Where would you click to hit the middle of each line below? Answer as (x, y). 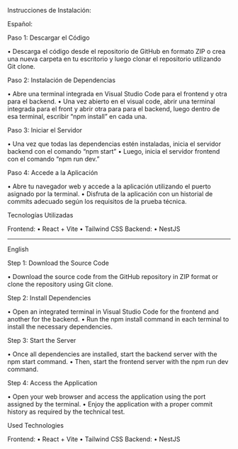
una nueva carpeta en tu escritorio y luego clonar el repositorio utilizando (114, 59)
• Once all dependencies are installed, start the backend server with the (112, 354)
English (18, 249)
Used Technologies (35, 425)
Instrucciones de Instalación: (50, 10)
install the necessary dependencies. (60, 326)
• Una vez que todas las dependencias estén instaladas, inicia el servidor (114, 144)
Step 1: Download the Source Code (58, 263)
